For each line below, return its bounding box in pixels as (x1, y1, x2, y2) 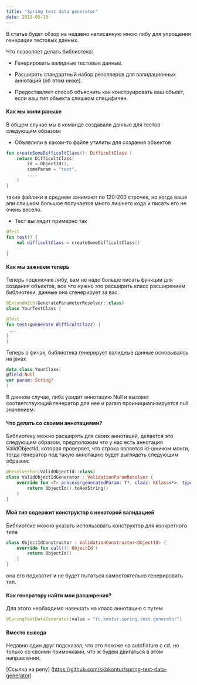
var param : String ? (6, 377, 54, 383)
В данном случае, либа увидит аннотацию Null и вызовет (6, 393, 150, 400)
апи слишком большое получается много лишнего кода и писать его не (6, 199, 186, 206)
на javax (6, 355, 26, 362)
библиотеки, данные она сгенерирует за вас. (6, 289, 119, 296)
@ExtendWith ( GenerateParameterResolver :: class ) (6, 300, 125, 306)
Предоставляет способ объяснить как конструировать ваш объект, (14, 88, 185, 95)
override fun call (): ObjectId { (16, 545, 98, 551)
